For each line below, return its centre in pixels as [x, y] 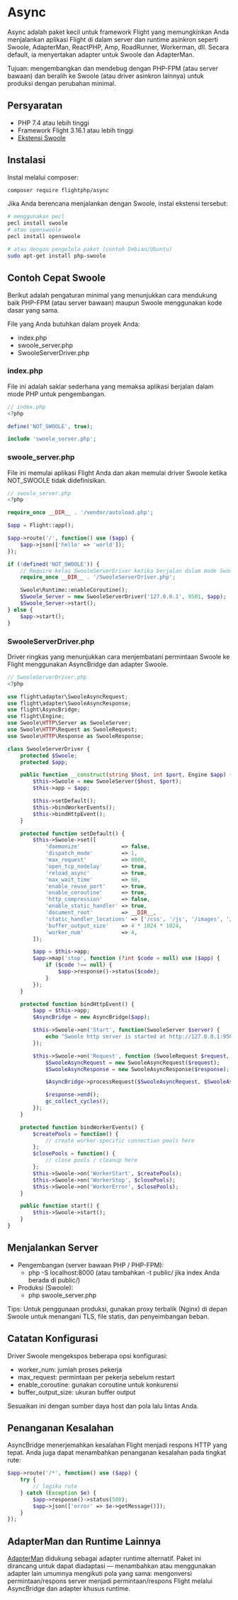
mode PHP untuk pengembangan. [57, 393]
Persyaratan [35, 106]
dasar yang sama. [33, 310]
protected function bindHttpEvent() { [77, 1004]
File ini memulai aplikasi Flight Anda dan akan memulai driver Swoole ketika [117, 473]
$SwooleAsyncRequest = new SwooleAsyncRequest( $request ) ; [132, 1063]
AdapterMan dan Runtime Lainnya [84, 1542]
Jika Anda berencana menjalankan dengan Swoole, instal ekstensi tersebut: [118, 203]
